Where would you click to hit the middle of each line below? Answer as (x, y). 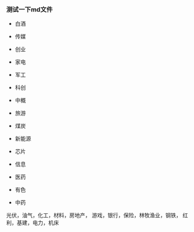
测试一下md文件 (29, 9)
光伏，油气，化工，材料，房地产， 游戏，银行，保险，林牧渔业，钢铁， (94, 215)
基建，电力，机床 (38, 223)
